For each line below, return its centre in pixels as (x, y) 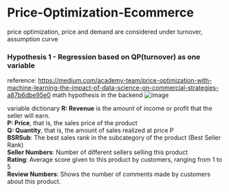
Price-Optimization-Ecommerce (100, 13)
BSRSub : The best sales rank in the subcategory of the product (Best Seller (114, 138)
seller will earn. (29, 116)
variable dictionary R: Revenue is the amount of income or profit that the (110, 109)
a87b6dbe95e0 (29, 95)
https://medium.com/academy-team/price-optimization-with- (124, 81)
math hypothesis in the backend (97, 95)
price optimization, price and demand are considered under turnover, (105, 32)
